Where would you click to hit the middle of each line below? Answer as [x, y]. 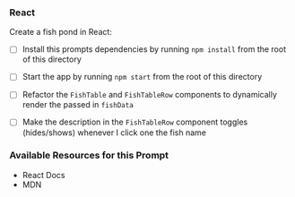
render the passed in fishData [78, 105]
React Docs [43, 175]
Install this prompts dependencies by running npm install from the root [154, 49]
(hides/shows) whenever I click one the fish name [114, 133]
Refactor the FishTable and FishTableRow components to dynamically [150, 95]
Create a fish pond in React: [61, 32]
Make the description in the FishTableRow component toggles [135, 122]
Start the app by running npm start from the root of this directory [142, 77]
